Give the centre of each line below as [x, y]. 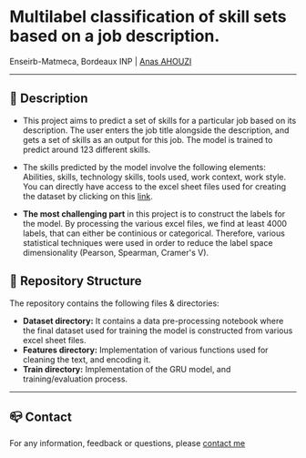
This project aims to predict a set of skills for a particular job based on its [159, 120]
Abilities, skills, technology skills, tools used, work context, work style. [154, 177]
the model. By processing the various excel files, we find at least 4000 [155, 223]
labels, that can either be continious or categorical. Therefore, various [153, 233]
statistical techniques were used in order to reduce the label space [148, 242]
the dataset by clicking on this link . [87, 196]
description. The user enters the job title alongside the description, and [156, 130]
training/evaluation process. [75, 379]
